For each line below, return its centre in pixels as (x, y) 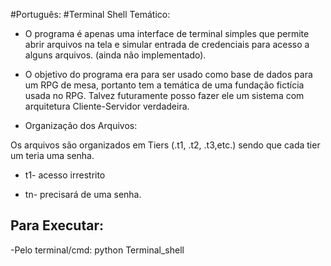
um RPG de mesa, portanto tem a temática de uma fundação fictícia (164, 85)
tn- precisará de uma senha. (83, 194)
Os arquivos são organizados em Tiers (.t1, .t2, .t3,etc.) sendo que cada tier (165, 145)
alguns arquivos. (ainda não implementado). (115, 55)
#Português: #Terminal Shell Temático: (90, 14)
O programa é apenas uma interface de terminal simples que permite (167, 33)
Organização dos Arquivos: (81, 125)
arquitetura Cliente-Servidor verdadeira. (107, 106)
